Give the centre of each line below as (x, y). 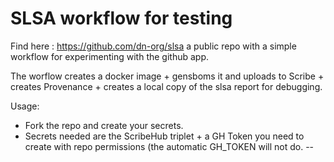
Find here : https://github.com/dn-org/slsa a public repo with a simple (153, 46)
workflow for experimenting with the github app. (110, 56)
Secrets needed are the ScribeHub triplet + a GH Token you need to (164, 136)
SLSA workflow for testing (121, 18)
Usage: (25, 106)
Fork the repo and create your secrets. (104, 125)
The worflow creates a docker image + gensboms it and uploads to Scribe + (167, 76)
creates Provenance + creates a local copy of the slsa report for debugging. (166, 86)
